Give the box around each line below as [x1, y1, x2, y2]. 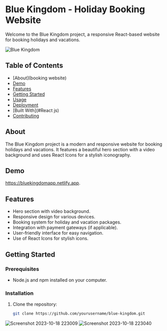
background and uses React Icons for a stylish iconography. [5, 152, 131, 158]
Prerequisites [5, 265, 39, 272]
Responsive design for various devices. [12, 214, 96, 220]
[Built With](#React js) [12, 107, 60, 113]
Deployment [12, 102, 39, 108]
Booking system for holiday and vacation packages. [12, 219, 122, 225]
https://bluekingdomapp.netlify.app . [5, 180, 80, 186]
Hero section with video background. [12, 208, 91, 214]
